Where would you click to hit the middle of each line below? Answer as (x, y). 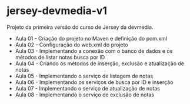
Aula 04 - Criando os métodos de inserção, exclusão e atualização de (100, 63)
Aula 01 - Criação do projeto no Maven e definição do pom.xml (91, 38)
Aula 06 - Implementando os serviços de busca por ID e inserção (94, 82)
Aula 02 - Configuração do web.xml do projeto (71, 45)
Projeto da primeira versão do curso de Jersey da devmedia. (80, 27)
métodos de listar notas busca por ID (60, 57)
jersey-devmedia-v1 (57, 11)
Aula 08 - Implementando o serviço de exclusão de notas (85, 95)
